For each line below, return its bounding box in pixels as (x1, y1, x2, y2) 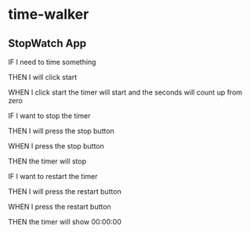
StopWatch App (8, 37, 87, 50)
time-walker (8, 5, 89, 23)
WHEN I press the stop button (8, 142, 104, 150)
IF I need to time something (8, 57, 96, 66)
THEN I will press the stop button (8, 127, 115, 135)
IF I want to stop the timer (8, 111, 91, 120)
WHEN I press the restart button (8, 202, 111, 211)
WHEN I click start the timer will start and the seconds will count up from (8, 88, 243, 97)
